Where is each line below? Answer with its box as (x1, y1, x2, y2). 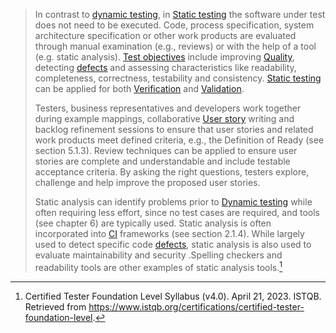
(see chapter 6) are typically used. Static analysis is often (34, 217, 272, 229)
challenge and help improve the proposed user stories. (34, 177, 261, 188)
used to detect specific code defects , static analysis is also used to (34, 239, 312, 250)
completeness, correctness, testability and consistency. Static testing (34, 72, 322, 84)
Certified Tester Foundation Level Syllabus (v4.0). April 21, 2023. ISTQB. (24, 290, 322, 302)
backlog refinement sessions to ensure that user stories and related (34, 124, 314, 135)
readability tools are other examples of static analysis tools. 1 (34, 260, 283, 273)
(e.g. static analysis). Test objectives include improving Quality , (34, 51, 295, 63)
